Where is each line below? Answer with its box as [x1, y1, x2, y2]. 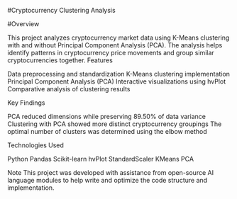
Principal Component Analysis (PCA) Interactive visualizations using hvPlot [7, 77, 226, 86]
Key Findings [7, 98, 45, 107]
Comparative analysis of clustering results [7, 85, 131, 93]
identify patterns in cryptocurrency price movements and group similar [7, 49, 214, 57]
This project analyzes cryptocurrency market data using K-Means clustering [7, 33, 230, 42]
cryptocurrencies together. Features [7, 56, 114, 64]
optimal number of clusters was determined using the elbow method [7, 127, 207, 135]
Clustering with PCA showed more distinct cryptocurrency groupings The [7, 120, 222, 128]
